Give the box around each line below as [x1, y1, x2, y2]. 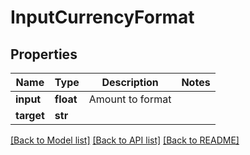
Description [101, 76, 159, 89]
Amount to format [88, 92, 172, 106]
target [15, 109, 45, 122]
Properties [10, 46, 78, 63]
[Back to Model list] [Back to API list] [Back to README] [10, 134, 240, 146]
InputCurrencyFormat [10, 6, 195, 29]
